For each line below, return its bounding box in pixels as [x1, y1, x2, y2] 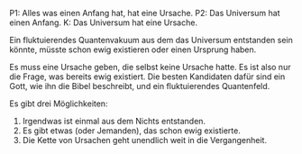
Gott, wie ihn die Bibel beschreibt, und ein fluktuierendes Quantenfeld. [9, 81, 270, 91]
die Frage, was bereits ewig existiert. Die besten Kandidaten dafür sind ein [9, 71, 286, 82]
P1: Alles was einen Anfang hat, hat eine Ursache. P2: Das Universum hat [9, 8, 280, 18]
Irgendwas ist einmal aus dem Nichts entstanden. [22, 116, 206, 126]
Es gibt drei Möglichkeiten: [9, 98, 108, 109]
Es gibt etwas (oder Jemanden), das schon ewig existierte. [22, 125, 241, 136]
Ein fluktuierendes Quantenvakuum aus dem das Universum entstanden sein [9, 35, 293, 45]
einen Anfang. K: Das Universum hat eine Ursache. [9, 17, 198, 28]
